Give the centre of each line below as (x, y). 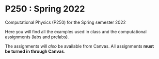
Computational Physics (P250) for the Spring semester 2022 (65, 22)
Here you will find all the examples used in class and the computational (76, 31)
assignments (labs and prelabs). (37, 37)
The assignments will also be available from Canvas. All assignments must (79, 46)
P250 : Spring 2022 (45, 9)
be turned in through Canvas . (35, 51)
